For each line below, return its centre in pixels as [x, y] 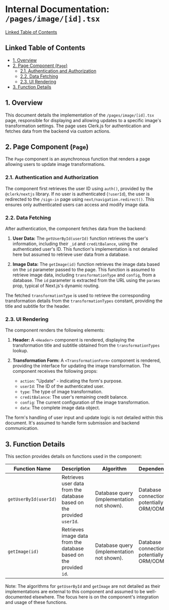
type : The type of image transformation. [61, 392]
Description [76, 469]
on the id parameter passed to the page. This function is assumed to [84, 269]
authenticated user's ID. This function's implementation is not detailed [85, 249]
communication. [22, 428]
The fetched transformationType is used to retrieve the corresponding [78, 295]
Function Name [32, 469]
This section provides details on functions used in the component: [74, 456]
